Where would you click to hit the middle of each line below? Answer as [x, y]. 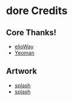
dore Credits [37, 11]
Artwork [22, 71]
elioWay [24, 46]
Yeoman [25, 53]
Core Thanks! [31, 33]
